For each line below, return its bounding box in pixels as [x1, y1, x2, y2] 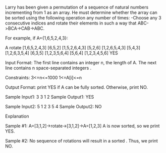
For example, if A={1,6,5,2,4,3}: [5, 35, 68, 41]
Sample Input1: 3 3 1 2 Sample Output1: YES [5, 94, 94, 100]
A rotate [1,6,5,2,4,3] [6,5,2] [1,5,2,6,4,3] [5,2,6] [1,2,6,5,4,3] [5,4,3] [5, 45, 140, 50]
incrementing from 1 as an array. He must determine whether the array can [5, 9, 158, 15]
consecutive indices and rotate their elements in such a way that [5, 20, 137, 26]
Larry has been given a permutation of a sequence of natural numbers [5, 4, 149, 10]
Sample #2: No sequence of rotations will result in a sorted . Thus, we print [5, 138, 158, 144]
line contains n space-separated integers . [5, 65, 92, 71]
